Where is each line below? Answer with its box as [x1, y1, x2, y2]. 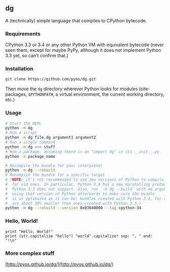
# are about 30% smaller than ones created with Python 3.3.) [5, 200, 142, 206]
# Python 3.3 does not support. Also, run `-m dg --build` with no [5, 186, 153, 192]
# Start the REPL [5, 121, 42, 126]
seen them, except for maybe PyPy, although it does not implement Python [5, 47, 161, 53]
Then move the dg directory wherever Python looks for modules [5, 86, 138, 92]
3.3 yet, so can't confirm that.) [5, 53, 68, 59]
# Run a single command [5, 140, 56, 145]
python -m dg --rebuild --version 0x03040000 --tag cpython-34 [5, 206, 142, 211]
